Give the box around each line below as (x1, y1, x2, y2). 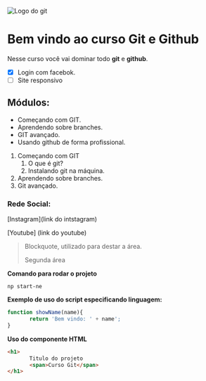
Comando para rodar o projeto (7, 269, 97, 278)
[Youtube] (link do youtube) (7, 228, 87, 237)
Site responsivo (17, 76, 63, 84)
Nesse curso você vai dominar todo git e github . (7, 54, 148, 63)
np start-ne (7, 283, 42, 290)
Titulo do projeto (29, 355, 83, 362)
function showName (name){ (7, 309, 83, 316)
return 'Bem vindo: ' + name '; (29, 316, 121, 323)
